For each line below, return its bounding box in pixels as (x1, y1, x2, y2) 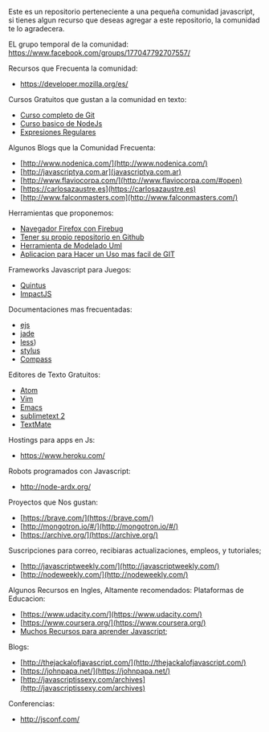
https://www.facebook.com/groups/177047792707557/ (8, 48, 191, 57)
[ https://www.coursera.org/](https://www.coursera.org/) (19, 618, 206, 628)
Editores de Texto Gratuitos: (8, 370, 100, 379)
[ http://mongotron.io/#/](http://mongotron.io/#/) (19, 521, 179, 531)
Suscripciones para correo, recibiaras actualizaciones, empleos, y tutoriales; (8, 546, 262, 555)
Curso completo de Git (19, 110, 95, 120)
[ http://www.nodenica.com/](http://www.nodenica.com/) (19, 158, 208, 168)
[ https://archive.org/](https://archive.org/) (19, 530, 159, 539)
